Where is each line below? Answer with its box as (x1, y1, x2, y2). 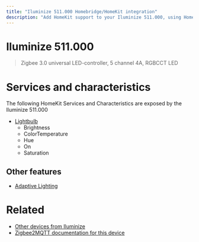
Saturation (23, 149, 49, 156)
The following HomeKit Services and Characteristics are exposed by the (6, 100, 182, 107)
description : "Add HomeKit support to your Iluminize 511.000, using (6, 14, 182, 20)
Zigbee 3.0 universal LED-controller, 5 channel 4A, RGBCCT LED (20, 59, 179, 67)
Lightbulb (14, 118, 38, 125)
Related (6, 203, 44, 217)
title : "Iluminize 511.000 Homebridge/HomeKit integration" (6, 8, 158, 15)
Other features (6, 166, 62, 177)
